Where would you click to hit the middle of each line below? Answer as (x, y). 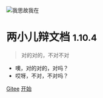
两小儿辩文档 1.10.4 (52, 37)
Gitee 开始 (19, 88)
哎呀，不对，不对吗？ (42, 75)
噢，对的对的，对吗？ (42, 68)
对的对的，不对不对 (45, 55)
